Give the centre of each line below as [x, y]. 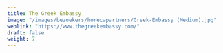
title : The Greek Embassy [44, 13]
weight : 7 [21, 39]
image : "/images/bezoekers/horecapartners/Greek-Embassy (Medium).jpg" [112, 20]
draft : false [26, 33]
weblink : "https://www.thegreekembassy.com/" [73, 26]
